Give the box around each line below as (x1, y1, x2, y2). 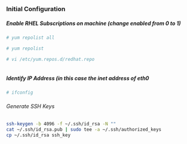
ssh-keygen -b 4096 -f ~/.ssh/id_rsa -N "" (6, 121, 117, 127)
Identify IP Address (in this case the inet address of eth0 (6, 74, 149, 82)
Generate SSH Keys (6, 102, 55, 109)
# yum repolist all (6, 35, 55, 41)
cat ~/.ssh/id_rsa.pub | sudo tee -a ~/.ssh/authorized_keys (6, 127, 162, 133)
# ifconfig (6, 90, 33, 96)
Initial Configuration (6, 5, 66, 13)
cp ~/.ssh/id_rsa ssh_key (6, 132, 70, 139)
